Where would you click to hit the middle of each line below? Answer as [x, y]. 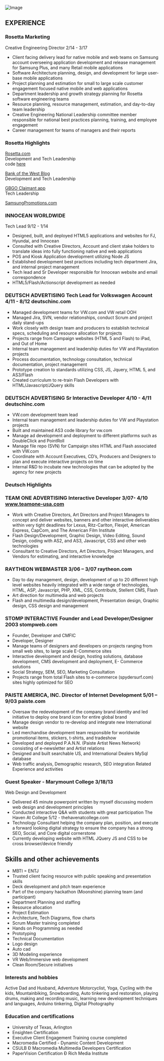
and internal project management [46, 267]
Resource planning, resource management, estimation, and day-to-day [83, 104]
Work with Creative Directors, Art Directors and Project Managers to [81, 515]
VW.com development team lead [45, 414]
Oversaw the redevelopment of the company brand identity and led [80, 712]
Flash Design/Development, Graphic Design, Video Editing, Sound [79, 536]
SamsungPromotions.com [31, 203]
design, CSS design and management [50, 606]
